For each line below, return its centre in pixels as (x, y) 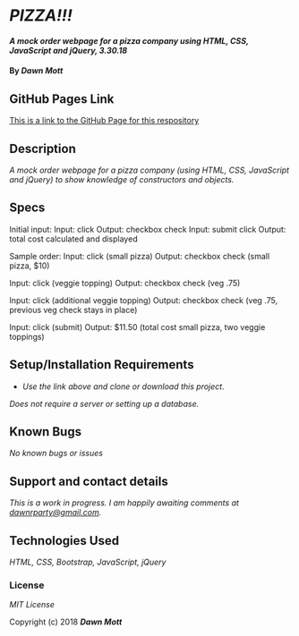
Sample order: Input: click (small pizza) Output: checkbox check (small (140, 256)
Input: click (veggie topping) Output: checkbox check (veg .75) (125, 283)
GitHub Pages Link (62, 99)
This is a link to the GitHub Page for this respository (104, 121)
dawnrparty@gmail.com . (56, 513)
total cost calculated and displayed (73, 239)
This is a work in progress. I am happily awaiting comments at (124, 503)
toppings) (27, 336)
